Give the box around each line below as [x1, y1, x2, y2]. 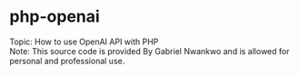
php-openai [9, 6, 100, 27]
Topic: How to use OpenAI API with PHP [9, 36, 159, 47]
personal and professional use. [9, 55, 125, 66]
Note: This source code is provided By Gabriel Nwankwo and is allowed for [9, 45, 290, 56]
